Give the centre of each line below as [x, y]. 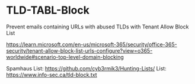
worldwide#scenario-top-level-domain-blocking [65, 57]
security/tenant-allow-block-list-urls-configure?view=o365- [79, 50]
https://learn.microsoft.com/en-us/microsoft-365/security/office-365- [92, 44]
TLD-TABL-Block [48, 10]
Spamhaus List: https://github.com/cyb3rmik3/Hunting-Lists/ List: [87, 68]
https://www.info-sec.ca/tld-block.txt [52, 75]
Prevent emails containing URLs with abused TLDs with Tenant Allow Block [97, 27]
